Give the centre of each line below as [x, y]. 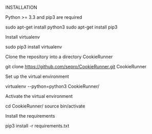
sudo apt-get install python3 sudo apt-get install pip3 [61, 27]
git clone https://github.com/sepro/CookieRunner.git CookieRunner [76, 66]
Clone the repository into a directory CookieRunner [59, 57]
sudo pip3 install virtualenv [34, 47]
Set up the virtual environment [37, 76]
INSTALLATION [21, 7]
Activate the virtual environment [39, 96]
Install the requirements [30, 116]
